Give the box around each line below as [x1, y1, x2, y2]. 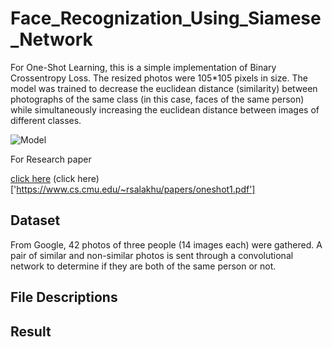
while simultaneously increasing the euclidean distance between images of [10, 103, 320, 116]
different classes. [10, 114, 82, 126]
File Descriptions [10, 289, 118, 306]
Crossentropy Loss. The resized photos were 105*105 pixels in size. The [10, 72, 308, 84]
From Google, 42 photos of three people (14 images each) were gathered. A [10, 238, 323, 251]
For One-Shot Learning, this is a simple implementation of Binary [10, 61, 277, 73]
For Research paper [10, 153, 92, 165]
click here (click [10, 172, 76, 184]
